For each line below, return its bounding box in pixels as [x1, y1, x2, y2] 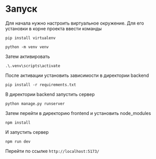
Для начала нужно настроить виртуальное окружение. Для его [5, 20, 144, 26]
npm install [5, 120, 31, 125]
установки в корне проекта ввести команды [5, 25, 102, 31]
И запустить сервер [5, 129, 49, 135]
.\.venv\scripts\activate [5, 63, 60, 68]
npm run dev [5, 139, 31, 144]
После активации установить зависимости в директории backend [5, 72, 149, 78]
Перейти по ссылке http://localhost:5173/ [5, 148, 99, 154]
